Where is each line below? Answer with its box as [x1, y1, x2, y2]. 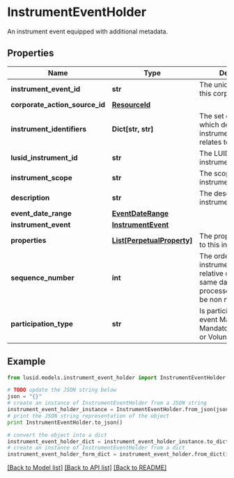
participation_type [10, 319, 73, 328]
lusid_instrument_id [10, 152, 78, 162]
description [10, 193, 50, 202]
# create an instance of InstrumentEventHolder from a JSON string [7, 399, 208, 407]
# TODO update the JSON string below [7, 387, 117, 394]
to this [199, 239, 220, 249]
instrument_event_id [10, 84, 81, 94]
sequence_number [10, 273, 75, 282]
